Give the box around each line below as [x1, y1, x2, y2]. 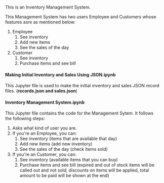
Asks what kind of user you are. [12, 125, 77, 131]
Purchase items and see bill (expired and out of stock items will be [19, 162, 155, 168]
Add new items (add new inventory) [19, 141, 92, 147]
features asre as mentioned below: [5, 19, 76, 25]
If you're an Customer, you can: [12, 151, 77, 158]
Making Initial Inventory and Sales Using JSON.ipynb [5, 71, 116, 77]
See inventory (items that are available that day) [19, 136, 117, 142]
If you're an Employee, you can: [12, 130, 77, 136]
